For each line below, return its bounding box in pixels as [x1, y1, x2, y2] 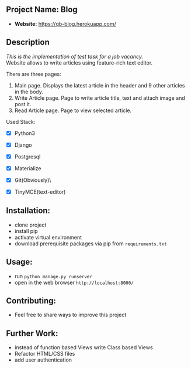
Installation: [6, 205, 51, 216]
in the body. [14, 88, 44, 95]
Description [6, 38, 50, 48]
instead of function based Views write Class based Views [14, 344, 153, 351]
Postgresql [14, 153, 41, 160]
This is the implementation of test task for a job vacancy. [6, 53, 143, 60]
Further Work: [6, 328, 58, 338]
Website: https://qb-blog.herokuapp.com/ [14, 20, 117, 27]
